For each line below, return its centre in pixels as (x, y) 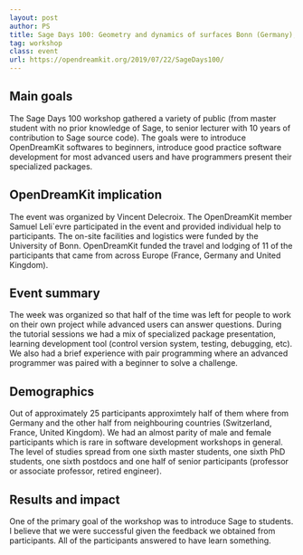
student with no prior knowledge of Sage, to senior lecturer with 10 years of (150, 128)
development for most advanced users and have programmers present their (151, 157)
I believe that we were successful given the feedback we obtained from (142, 531)
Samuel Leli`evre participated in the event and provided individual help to (146, 226)
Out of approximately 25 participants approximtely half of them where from (149, 414)
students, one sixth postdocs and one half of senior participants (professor (149, 462)
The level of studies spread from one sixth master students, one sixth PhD (147, 452)
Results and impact (65, 499)
